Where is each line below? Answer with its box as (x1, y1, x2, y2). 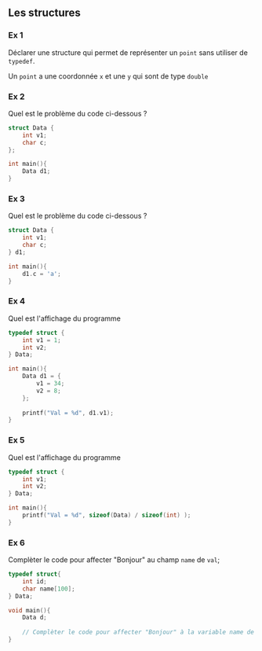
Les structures (8, 6, 81, 20)
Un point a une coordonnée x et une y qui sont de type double (8, 71, 209, 81)
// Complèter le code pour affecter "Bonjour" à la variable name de (22, 628, 255, 636)
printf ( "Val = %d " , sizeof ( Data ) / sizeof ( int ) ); (22, 511, 191, 519)
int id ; (22, 577, 47, 585)
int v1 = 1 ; (22, 336, 61, 344)
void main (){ (8, 606, 51, 614)
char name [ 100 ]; (22, 585, 76, 593)
